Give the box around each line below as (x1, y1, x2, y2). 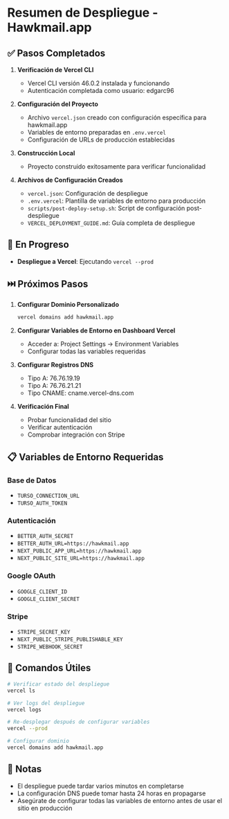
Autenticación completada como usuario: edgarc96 (27, 87, 174, 94)
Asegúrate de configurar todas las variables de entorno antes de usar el (17, 796, 223, 804)
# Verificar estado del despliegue (7, 680, 110, 688)
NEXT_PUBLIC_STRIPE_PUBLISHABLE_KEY (17, 636, 123, 643)
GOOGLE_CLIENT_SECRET (17, 596, 80, 602)
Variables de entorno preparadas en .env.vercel (27, 128, 166, 136)
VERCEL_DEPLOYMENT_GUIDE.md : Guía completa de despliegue (27, 219, 196, 227)
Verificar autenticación (27, 423, 93, 431)
